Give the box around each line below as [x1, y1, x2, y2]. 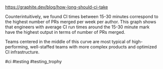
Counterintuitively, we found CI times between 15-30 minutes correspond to [5, 14, 159, 19]
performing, [5, 44, 29, 49]
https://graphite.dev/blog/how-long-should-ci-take [5, 4, 108, 10]
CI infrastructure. [5, 49, 40, 55]
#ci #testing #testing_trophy [5, 59, 62, 64]
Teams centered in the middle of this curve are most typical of [5, 39, 131, 45]
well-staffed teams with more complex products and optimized [30, 44, 157, 49]
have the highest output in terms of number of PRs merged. [5, 29, 125, 35]
